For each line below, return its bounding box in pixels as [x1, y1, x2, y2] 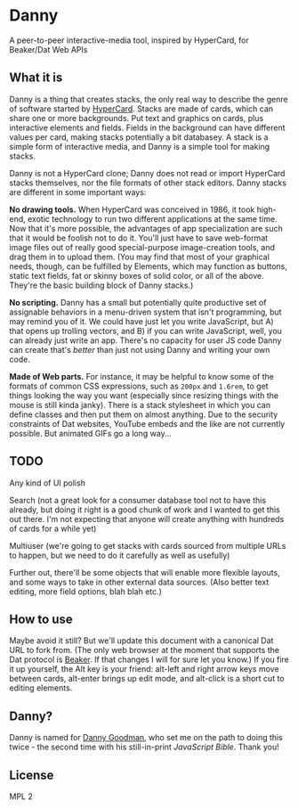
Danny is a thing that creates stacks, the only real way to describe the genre [9, 94, 288, 104]
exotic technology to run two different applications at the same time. [27, 213, 278, 224]
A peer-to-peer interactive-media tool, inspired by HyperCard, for [9, 35, 249, 45]
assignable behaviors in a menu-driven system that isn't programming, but [9, 306, 282, 317]
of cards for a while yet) [9, 523, 97, 534]
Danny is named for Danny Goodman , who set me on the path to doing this [9, 732, 283, 743]
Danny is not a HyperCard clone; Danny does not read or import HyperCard [9, 168, 286, 178]
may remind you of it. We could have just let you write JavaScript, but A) [9, 315, 274, 326]
